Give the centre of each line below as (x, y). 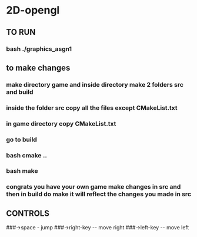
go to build (21, 139)
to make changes (38, 68)
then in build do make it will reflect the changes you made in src (99, 194)
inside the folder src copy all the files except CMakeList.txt (92, 108)
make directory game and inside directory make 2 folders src (95, 84)
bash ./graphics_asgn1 (39, 49)
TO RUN (21, 32)
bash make (22, 171)
